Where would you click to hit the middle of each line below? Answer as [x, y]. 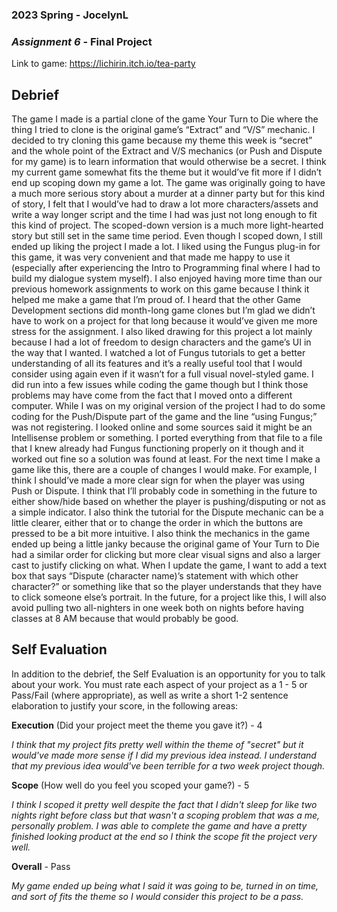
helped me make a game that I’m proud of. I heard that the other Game [156, 300]
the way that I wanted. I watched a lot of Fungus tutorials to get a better [158, 353]
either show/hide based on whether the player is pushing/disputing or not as [168, 502]
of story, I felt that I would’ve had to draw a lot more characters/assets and [165, 204]
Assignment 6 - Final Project [82, 41]
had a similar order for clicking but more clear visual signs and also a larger [166, 555]
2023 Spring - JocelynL [70, 15]
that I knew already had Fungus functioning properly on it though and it [157, 449]
